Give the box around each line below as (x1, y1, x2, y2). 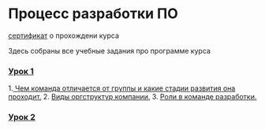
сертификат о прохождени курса (8, 31, 120, 40)
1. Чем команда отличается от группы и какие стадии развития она (8, 84, 236, 93)
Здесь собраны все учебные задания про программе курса (8, 46, 211, 55)
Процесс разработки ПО (8, 5, 179, 23)
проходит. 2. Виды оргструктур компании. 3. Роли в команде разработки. (8, 92, 257, 102)
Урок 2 (8, 112, 35, 123)
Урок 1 (8, 65, 34, 76)
